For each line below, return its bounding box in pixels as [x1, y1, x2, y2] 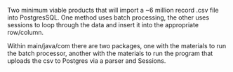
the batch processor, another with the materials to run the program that [7, 49, 213, 57]
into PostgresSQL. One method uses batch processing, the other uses [7, 13, 209, 22]
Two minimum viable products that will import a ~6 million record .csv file [7, 6, 219, 14]
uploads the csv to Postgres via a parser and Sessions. [7, 57, 166, 65]
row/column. [7, 28, 44, 36]
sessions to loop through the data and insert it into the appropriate [7, 21, 199, 29]
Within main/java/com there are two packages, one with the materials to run [7, 42, 227, 50]
